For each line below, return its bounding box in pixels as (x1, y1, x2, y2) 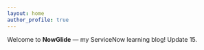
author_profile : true (7, 16, 69, 23)
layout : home (7, 10, 45, 17)
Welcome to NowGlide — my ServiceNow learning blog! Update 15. (7, 35, 198, 43)
